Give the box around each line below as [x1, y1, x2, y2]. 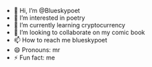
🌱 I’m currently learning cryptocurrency [13, 21, 126, 29]
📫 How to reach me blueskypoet [13, 36, 108, 44]
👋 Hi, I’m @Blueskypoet [13, 7, 80, 14]
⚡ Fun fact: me [13, 53, 55, 62]
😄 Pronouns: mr [13, 46, 61, 54]
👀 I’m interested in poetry [13, 14, 85, 22]
